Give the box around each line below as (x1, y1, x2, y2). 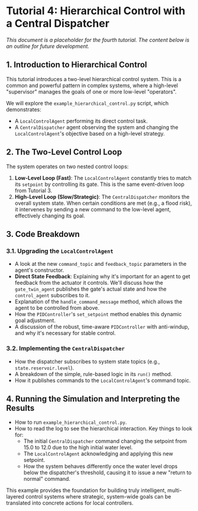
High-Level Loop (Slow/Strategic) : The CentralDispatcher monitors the (14, 193, 190, 200)
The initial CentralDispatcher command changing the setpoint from (23, 438, 187, 445)
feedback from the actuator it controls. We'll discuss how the (14, 279, 164, 287)
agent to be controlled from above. (14, 304, 99, 311)
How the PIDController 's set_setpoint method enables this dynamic (14, 311, 182, 318)
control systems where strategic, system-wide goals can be (25, 493, 171, 500)
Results (6, 403, 35, 413)
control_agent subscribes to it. (14, 292, 90, 299)
